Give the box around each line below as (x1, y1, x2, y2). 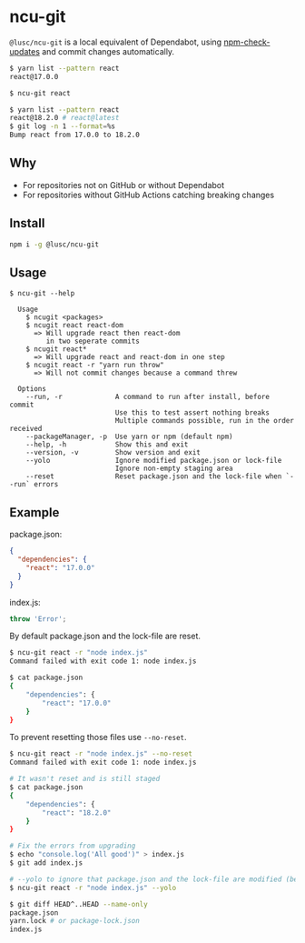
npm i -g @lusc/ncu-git (9, 239, 100, 249)
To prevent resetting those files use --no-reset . (9, 732, 188, 743)
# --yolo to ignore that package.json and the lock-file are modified (9, 875, 282, 884)
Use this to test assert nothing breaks (114, 408, 271, 417)
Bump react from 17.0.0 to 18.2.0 (9, 130, 141, 140)
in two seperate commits (45, 336, 141, 346)
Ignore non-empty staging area (114, 464, 233, 474)
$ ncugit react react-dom (25, 321, 124, 330)
